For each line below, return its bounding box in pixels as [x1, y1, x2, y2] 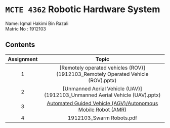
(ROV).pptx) [88, 77, 117, 84]
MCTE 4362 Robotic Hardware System [5, 4, 160, 15]
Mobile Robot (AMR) [78, 106, 127, 113]
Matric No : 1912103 [5, 25, 47, 31]
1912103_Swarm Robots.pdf [67, 114, 138, 121]
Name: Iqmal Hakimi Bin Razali [5, 20, 69, 26]
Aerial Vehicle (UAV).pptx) [98, 91, 161, 99]
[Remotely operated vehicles [59, 64, 128, 71]
